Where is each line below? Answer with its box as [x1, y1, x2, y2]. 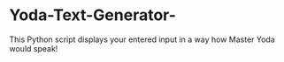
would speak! [9, 43, 58, 53]
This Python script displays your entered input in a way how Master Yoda [9, 34, 276, 45]
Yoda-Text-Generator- [9, 5, 177, 25]
